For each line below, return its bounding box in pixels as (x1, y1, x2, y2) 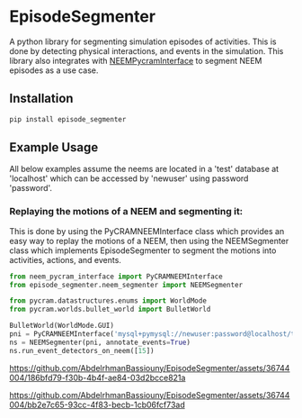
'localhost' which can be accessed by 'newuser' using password (9, 173, 249, 184)
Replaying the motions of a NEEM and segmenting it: (9, 205, 244, 218)
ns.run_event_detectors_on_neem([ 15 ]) (9, 346, 155, 355)
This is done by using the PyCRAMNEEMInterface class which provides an (9, 225, 285, 236)
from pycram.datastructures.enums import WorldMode (9, 296, 207, 305)
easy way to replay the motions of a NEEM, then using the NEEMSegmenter (9, 235, 289, 246)
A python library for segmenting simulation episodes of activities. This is (9, 36, 277, 47)
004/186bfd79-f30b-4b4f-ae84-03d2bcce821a (9, 372, 186, 383)
